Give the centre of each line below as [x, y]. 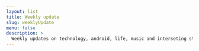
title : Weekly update [33, 17]
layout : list [22, 11]
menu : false [21, 28]
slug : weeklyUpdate [30, 22]
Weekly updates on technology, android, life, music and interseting [99, 39]
